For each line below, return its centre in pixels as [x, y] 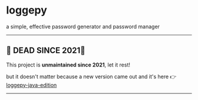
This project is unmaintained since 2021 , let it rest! [68, 65]
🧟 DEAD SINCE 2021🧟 [46, 51]
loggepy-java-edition [32, 85]
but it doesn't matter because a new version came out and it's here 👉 [91, 76]
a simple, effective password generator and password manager [83, 26]
